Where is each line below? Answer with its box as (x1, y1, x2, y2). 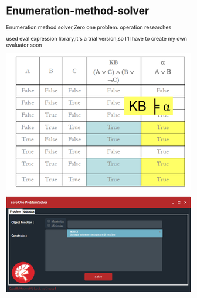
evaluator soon (6, 41, 42, 48)
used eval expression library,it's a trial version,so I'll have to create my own (6, 35, 188, 42)
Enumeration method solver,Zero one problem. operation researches (6, 24, 172, 31)
